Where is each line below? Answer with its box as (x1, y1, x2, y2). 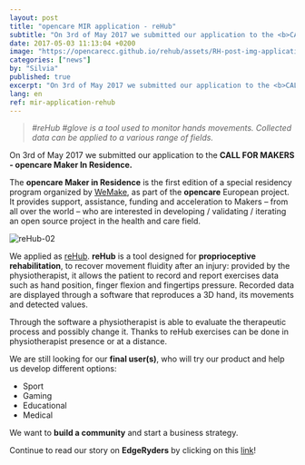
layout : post (9, 13, 59, 23)
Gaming (22, 391, 53, 401)
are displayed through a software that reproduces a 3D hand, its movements (9, 290, 295, 301)
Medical (22, 410, 53, 420)
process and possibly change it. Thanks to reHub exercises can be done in (9, 326, 289, 337)
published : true (9, 73, 71, 82)
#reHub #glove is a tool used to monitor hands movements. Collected (31, 123, 292, 134)
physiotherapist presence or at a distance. (9, 336, 168, 347)
